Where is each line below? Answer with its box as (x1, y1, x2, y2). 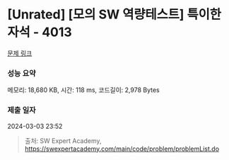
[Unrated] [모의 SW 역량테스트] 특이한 (7, 6, 221, 23)
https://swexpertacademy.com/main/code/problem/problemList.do (24, 144, 220, 153)
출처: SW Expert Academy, (24, 136, 102, 145)
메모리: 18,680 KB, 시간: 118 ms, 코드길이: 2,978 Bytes (7, 86, 160, 94)
